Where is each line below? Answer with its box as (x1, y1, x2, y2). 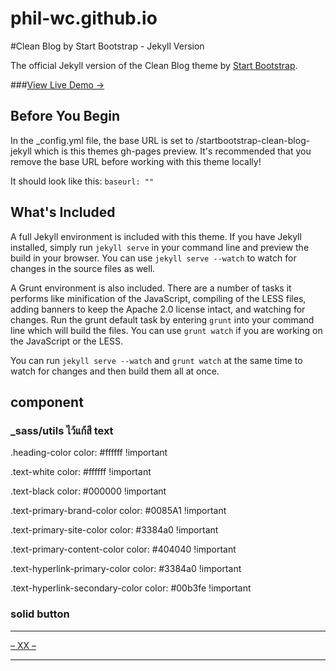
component (10, 393, 84, 411)
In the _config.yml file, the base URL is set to (10, 134, 194, 146)
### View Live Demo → (10, 78, 105, 91)
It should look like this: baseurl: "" (10, 175, 155, 187)
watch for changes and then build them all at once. (10, 365, 220, 377)
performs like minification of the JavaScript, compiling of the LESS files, (10, 292, 307, 304)
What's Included (10, 204, 116, 221)
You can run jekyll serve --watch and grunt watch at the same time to (10, 354, 303, 366)
